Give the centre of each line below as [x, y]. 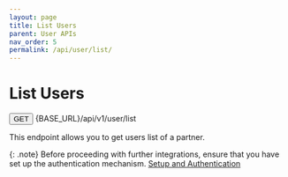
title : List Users [43, 26]
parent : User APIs [43, 33]
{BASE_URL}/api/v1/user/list [86, 119]
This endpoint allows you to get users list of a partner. [107, 137]
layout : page [33, 17]
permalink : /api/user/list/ [61, 50]
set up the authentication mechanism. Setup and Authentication [125, 164]
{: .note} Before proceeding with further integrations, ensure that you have [144, 154]
